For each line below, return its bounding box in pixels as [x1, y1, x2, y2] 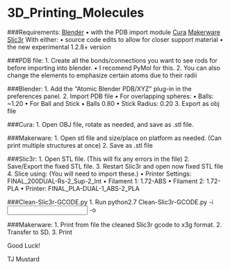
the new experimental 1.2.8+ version [7, 43, 111, 51]
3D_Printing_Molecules [7, 5, 145, 21]
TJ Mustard [7, 254, 40, 263]
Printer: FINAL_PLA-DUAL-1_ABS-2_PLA [25, 184, 140, 192]
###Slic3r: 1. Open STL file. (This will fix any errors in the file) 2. [7, 155, 190, 163]
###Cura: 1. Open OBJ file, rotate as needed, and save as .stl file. [7, 120, 195, 128]
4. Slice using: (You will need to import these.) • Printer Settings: [7, 169, 192, 178]
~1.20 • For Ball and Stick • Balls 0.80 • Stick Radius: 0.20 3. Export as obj [7, 99, 220, 107]
